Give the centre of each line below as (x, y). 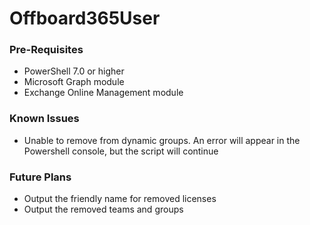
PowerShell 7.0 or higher (74, 71)
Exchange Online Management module (103, 93)
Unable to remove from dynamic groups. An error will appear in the (162, 140)
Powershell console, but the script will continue (121, 151)
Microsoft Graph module (74, 82)
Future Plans (40, 177)
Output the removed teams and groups (103, 209)
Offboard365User (85, 18)
